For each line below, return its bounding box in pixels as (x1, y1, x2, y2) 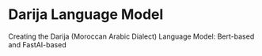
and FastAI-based (8, 39, 66, 49)
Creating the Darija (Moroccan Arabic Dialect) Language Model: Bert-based (8, 32, 255, 41)
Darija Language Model (8, 6, 164, 24)
